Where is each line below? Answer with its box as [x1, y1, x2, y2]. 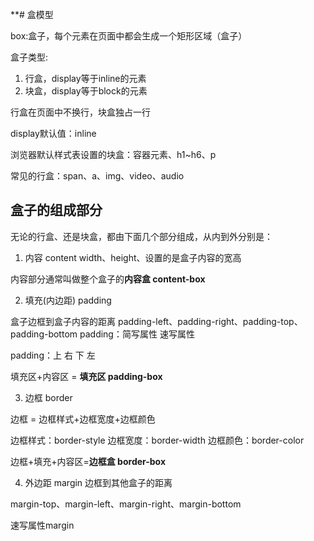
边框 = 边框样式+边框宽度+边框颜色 [10, 413, 156, 425]
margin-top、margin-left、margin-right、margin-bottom [10, 498, 242, 510]
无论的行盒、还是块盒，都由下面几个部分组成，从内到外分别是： [10, 230, 273, 242]
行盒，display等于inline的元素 [24, 73, 147, 84]
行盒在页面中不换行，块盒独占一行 [10, 106, 151, 118]
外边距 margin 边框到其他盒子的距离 [24, 476, 173, 488]
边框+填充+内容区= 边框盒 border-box [10, 455, 167, 467]
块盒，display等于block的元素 [24, 85, 148, 97]
